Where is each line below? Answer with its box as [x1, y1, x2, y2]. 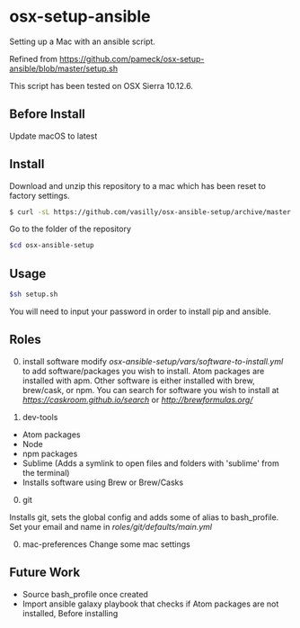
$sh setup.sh [9, 290, 58, 299]
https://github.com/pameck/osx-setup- [59, 53, 205, 64]
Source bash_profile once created [22, 588, 148, 599]
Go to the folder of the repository [9, 223, 132, 235]
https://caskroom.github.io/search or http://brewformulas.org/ [22, 394, 253, 405]
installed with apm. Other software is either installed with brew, [22, 375, 255, 386]
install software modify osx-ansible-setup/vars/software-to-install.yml [22, 355, 284, 366]
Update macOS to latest [9, 130, 98, 141]
